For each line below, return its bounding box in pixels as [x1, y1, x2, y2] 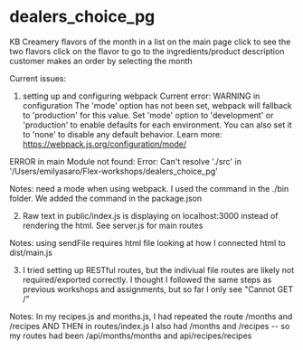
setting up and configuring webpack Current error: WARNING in [22, 90, 260, 101]
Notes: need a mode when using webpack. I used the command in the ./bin [9, 183, 289, 194]
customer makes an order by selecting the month [9, 55, 193, 66]
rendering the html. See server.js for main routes [22, 220, 204, 231]
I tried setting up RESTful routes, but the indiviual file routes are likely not [22, 264, 295, 275]
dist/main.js [9, 247, 52, 258]
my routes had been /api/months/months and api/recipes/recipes [9, 330, 252, 341]
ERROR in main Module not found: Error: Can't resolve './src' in [9, 156, 242, 166]
